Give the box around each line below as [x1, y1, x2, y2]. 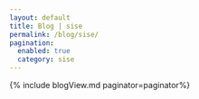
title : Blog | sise [9, 22, 83, 31]
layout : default [9, 13, 71, 22]
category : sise [17, 55, 75, 64]
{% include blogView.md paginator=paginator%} [9, 80, 191, 90]
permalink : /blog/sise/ [9, 30, 99, 39]
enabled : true [17, 47, 71, 56]
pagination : [9, 38, 54, 48]
